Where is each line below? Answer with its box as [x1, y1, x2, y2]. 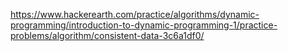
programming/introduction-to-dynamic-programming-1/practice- [10, 19, 278, 31]
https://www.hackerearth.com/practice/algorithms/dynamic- [10, 9, 260, 20]
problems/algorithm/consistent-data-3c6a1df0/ [10, 30, 205, 41]
